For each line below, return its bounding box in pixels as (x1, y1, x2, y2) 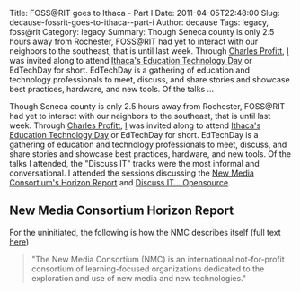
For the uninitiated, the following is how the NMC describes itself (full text (9, 227, 281, 237)
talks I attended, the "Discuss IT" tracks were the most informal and (9, 159, 260, 168)
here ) (9, 236, 30, 247)
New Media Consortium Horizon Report (9, 203, 234, 219)
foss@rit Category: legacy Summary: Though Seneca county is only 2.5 (9, 27, 275, 37)
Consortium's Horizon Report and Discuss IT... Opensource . (9, 177, 231, 187)
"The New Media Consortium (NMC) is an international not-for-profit (31, 253, 285, 264)
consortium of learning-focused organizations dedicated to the (31, 263, 265, 274)
